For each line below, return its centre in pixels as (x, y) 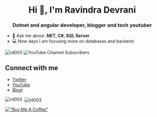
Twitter (19, 79)
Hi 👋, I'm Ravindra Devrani (82, 10)
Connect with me (32, 68)
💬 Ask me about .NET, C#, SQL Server (51, 36)
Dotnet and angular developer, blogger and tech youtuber (82, 25)
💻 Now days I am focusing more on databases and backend (73, 41)
